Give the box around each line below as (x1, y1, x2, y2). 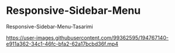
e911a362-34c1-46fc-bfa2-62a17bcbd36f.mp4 (6, 40, 119, 47)
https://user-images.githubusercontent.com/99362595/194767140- (6, 34, 169, 41)
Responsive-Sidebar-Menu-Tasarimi (6, 23, 94, 30)
